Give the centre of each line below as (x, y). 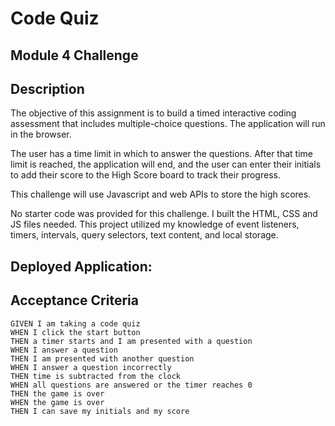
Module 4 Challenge (74, 55)
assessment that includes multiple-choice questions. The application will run (168, 124)
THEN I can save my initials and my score (100, 411)
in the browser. (41, 134)
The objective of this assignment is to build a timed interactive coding (153, 113)
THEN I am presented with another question (102, 358)
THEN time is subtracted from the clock (96, 376)
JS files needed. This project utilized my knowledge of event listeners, (155, 224)
